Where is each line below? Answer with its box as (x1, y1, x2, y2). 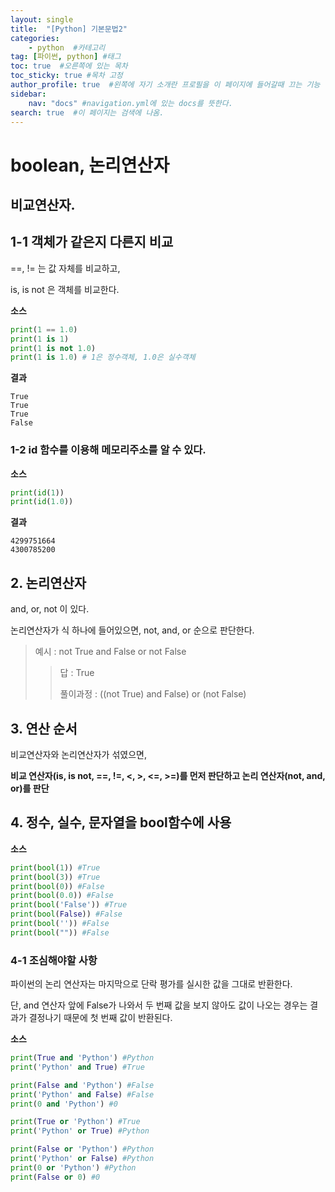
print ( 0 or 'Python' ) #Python (10, 1162, 137, 1173)
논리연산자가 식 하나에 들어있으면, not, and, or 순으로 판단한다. (10, 624, 255, 636)
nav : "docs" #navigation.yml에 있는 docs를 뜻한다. (28, 98, 233, 108)
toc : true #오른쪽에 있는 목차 (10, 61, 128, 71)
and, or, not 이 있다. (10, 603, 90, 615)
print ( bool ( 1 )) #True (10, 862, 101, 873)
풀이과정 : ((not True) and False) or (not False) (59, 688, 247, 700)
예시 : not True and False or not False (34, 646, 187, 658)
